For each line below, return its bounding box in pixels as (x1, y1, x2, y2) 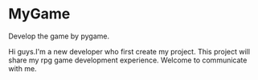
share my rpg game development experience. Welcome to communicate (8, 55, 248, 65)
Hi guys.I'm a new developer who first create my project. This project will (8, 46, 251, 56)
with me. (8, 63, 38, 73)
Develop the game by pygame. (8, 31, 110, 41)
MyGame (8, 5, 71, 23)
